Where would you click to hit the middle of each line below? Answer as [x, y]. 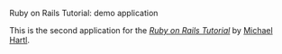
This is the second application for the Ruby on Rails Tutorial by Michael [141, 30]
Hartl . [19, 40]
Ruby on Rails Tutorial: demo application [84, 13]
